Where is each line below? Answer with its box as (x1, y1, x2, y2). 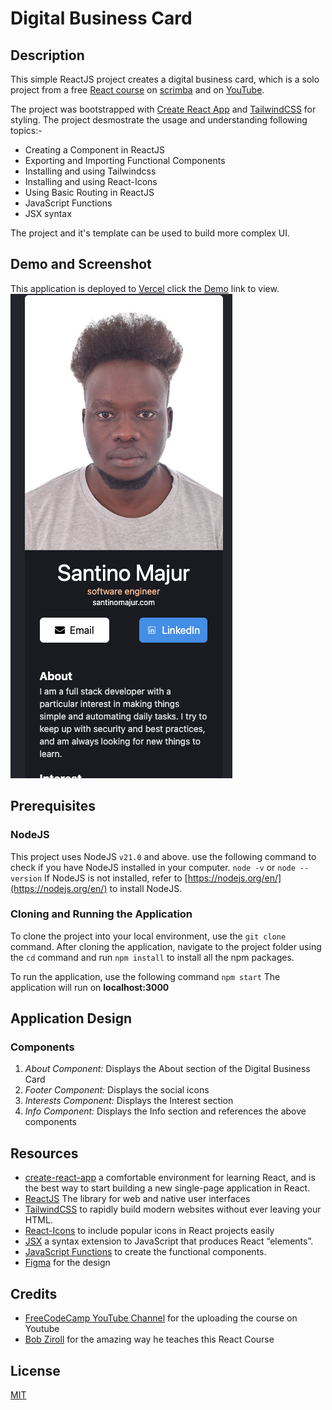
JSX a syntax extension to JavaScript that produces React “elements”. (24, 1235, 314, 1247)
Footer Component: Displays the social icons (24, 1084, 210, 1096)
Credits (10, 1285, 58, 1302)
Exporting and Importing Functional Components (24, 155, 226, 166)
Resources (10, 1145, 79, 1162)
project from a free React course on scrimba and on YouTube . (10, 84, 265, 96)
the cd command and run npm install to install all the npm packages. (10, 951, 295, 963)
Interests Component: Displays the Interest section (24, 1095, 234, 1107)
